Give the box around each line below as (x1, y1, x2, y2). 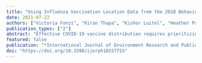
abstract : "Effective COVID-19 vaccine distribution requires (6, 31, 165, 37)
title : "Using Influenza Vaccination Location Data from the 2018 (6, 8, 176, 15)
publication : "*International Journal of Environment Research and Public (6, 43, 198, 49)
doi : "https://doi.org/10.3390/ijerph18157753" (6, 48, 128, 54)
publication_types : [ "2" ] (6, 25, 71, 32)
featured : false (6, 37, 47, 43)
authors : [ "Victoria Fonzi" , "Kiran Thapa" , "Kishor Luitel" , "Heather (6, 20, 189, 26)
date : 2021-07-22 (6, 14, 50, 20)
